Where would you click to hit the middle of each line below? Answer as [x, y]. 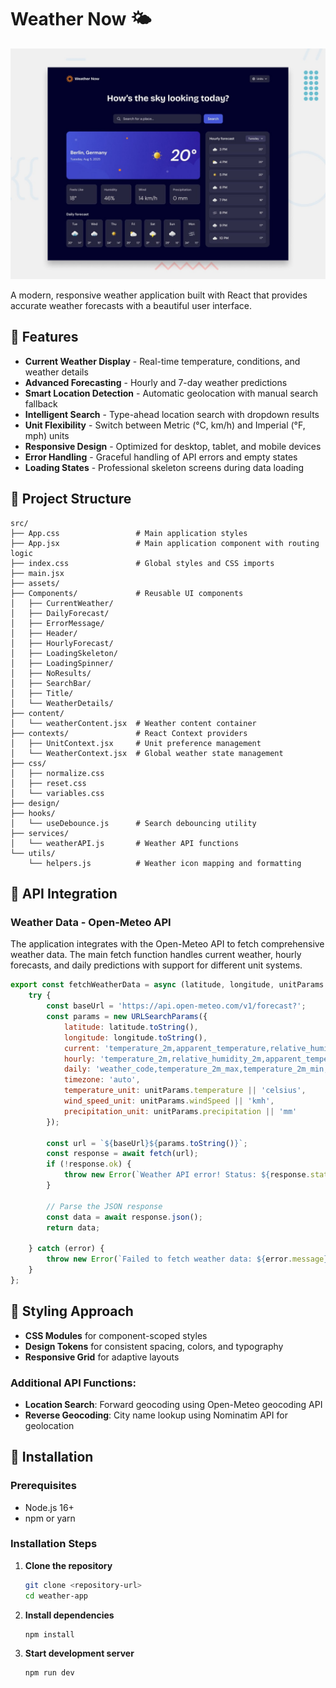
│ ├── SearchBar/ [51, 683]
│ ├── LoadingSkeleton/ [64, 653]
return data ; [73, 1227]
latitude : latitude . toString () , [131, 1027]
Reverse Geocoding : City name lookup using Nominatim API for [156, 1415]
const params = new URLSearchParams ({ [127, 1017]
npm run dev [49, 1673]
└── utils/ [33, 853]
